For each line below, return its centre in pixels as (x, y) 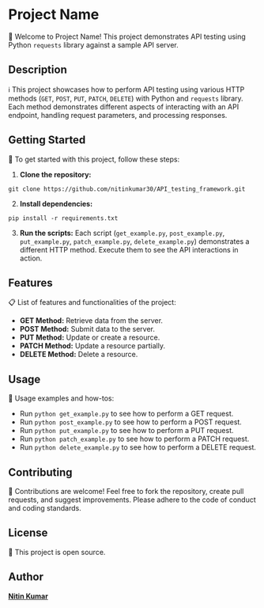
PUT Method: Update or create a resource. (90, 337)
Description (38, 70)
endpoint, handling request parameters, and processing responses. (118, 115)
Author (26, 577)
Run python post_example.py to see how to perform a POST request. (131, 422)
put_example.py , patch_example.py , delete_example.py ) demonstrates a (134, 241)
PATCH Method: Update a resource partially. (92, 346)
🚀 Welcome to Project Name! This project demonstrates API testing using (127, 36)
